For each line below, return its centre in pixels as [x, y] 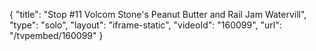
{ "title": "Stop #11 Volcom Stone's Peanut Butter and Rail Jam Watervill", [158, 14]
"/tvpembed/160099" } [56, 35]
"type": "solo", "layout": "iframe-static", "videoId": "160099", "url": [145, 25]
